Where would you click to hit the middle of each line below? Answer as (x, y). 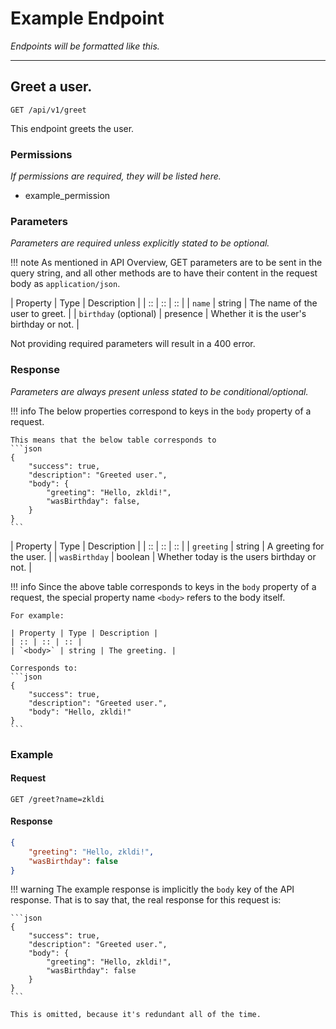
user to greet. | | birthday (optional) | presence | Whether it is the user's (158, 314)
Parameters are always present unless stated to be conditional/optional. (159, 391)
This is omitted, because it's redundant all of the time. (136, 1015)
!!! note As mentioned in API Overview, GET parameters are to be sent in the (166, 263)
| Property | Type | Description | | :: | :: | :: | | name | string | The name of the (164, 303)
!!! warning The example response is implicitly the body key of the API (152, 889)
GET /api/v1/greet (48, 110)
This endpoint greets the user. (72, 128)
